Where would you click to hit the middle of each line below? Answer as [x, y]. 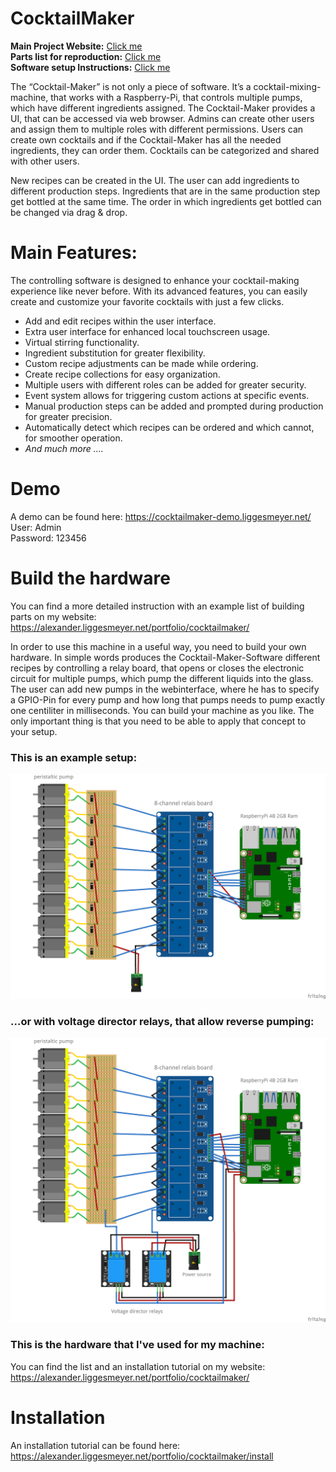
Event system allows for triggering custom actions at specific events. [167, 395]
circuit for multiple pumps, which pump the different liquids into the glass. [162, 678]
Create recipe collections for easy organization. [122, 374]
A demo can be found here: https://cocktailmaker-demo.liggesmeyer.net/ [161, 516]
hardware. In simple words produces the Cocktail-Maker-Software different [165, 657]
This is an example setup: [74, 757]
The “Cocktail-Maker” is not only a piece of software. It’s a [131, 86]
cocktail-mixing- [287, 86]
